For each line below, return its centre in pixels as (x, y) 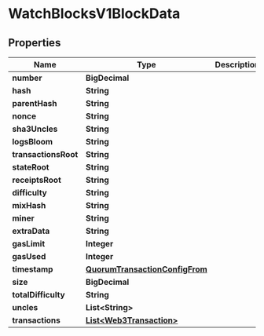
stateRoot (31, 167)
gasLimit (29, 244)
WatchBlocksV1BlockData (94, 14)
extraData (31, 231)
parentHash (35, 103)
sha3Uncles (35, 129)
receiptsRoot (37, 180)
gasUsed (29, 256)
